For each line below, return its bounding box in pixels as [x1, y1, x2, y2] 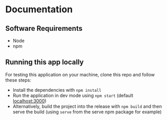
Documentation [5, 4, 73, 15]
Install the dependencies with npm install [12, 87, 101, 93]
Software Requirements [5, 24, 83, 33]
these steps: [5, 77, 32, 83]
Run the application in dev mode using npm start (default [12, 92, 134, 98]
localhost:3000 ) [12, 97, 47, 104]
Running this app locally [5, 58, 84, 67]
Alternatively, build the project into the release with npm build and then [12, 103, 162, 109]
